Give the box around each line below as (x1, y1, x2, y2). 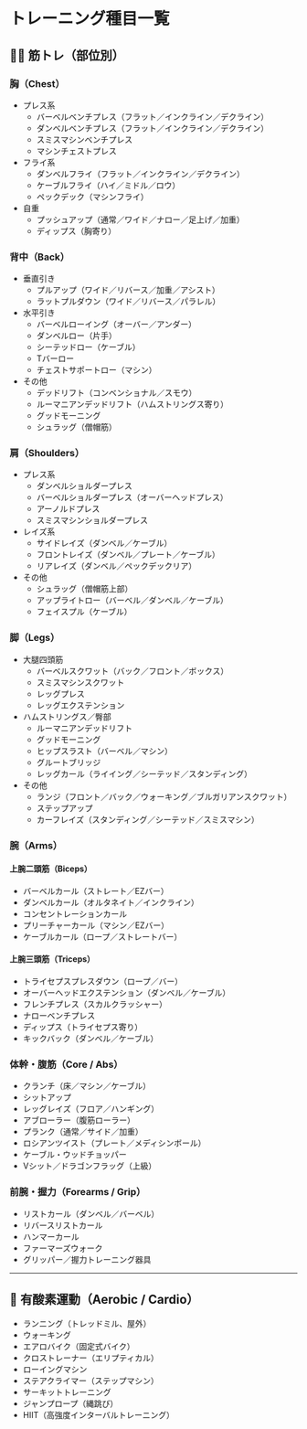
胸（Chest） (9, 77, 66, 90)
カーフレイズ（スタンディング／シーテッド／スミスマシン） (36, 814, 259, 825)
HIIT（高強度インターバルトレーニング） (22, 1409, 175, 1420)
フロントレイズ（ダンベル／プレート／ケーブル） (36, 549, 221, 560)
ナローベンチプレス (22, 1010, 96, 1021)
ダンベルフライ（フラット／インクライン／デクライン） (36, 168, 245, 179)
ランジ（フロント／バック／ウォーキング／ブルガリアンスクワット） (36, 791, 292, 802)
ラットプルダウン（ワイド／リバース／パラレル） (36, 296, 221, 307)
